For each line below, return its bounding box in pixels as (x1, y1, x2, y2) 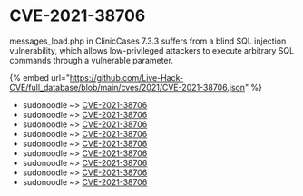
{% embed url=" (9, 72, 71, 83)
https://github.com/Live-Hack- (69, 72, 184, 83)
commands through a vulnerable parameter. (9, 54, 174, 65)
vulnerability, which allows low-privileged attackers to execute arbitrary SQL (9, 44, 295, 55)
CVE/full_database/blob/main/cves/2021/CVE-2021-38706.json (9, 82, 246, 93)
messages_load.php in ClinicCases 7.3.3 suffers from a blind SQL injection (9, 35, 287, 46)
